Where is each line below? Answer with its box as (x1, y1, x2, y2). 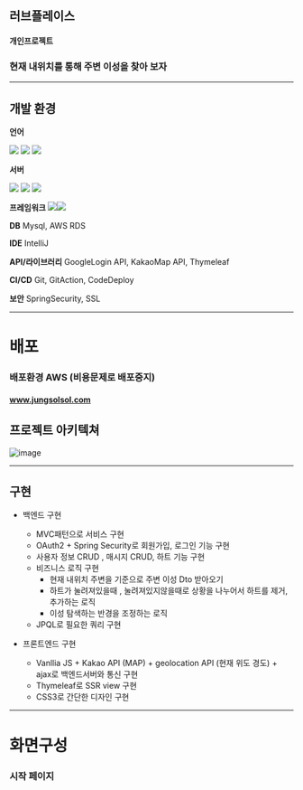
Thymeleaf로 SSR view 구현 (35, 681, 137, 691)
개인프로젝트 (9, 35, 54, 46)
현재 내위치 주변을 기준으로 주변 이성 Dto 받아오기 (49, 574, 224, 585)
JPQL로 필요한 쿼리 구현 (35, 619, 122, 630)
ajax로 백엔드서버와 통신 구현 (35, 669, 138, 680)
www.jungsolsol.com (9, 394, 92, 405)
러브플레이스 (9, 8, 75, 24)
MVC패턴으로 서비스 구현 (35, 529, 124, 540)
